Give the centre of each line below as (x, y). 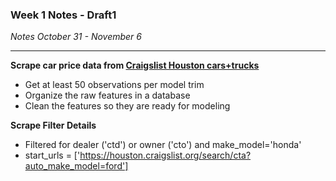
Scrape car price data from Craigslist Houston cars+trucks (135, 65)
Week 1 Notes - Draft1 (63, 15)
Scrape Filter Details (53, 125)
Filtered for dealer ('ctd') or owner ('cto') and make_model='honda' (163, 145)
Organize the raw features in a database (107, 95)
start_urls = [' (52, 155)
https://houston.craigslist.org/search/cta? (165, 155)
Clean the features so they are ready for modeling (127, 106)
